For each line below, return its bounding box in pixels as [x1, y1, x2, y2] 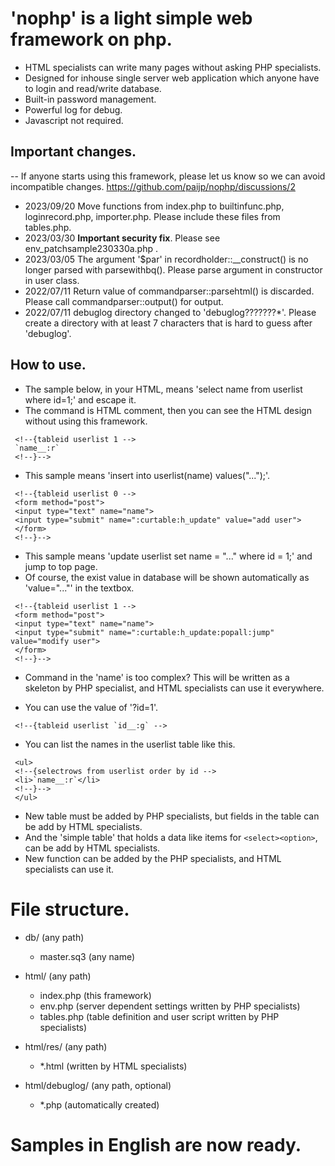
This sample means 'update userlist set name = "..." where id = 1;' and [24, 550, 313, 562]
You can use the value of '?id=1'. [24, 701, 159, 713]
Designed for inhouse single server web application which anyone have [24, 72, 320, 84]
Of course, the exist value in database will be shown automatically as [24, 571, 310, 583]
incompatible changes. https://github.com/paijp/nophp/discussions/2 [10, 180, 296, 192]
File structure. [10, 898, 130, 921]
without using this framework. [24, 415, 148, 427]
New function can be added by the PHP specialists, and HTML [24, 852, 282, 864]
